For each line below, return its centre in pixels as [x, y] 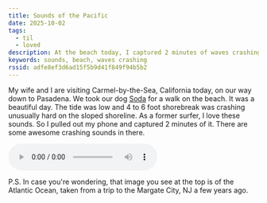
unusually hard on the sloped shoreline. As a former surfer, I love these [124, 115]
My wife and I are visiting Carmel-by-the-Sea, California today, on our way [130, 90]
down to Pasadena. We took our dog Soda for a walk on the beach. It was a [132, 98]
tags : [17, 30]
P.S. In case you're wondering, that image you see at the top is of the [121, 182]
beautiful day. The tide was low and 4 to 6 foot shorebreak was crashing [127, 107]
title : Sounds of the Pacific [58, 16]
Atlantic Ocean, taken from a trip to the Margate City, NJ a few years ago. [128, 190]
